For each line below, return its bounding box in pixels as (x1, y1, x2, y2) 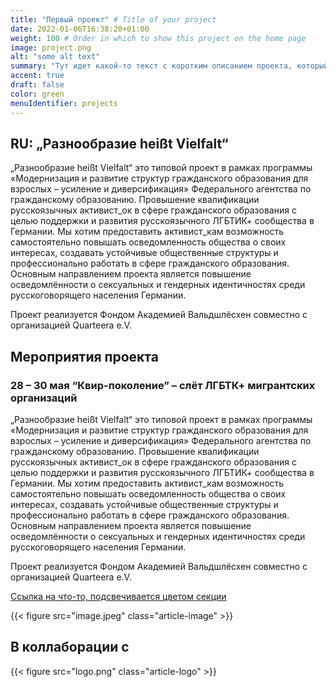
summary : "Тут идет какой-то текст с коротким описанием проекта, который (10, 61, 329, 71)
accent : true (10, 71, 65, 81)
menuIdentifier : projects (10, 98, 118, 108)
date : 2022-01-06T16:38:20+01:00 (10, 24, 150, 34)
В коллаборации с (10, 639, 130, 656)
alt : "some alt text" (10, 52, 101, 62)
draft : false (10, 80, 65, 90)
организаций (10, 391, 78, 405)
